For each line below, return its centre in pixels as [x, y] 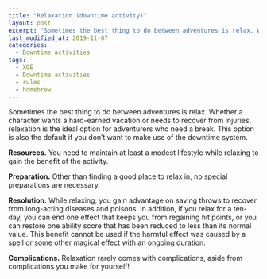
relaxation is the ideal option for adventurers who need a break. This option [131, 129]
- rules [28, 82]
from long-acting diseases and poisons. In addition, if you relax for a [120, 209]
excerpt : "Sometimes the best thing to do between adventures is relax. [131, 30]
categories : [28, 45]
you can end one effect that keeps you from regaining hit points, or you [140, 217]
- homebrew [33, 89]
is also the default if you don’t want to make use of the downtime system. [128, 138]
